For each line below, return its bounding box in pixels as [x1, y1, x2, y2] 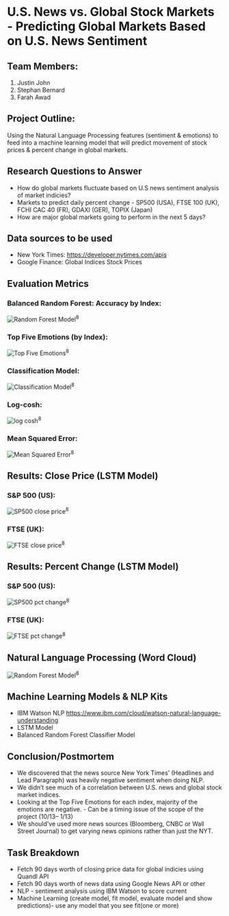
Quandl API [16, 872, 49, 880]
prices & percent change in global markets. [7, 145, 129, 154]
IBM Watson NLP [16, 709, 65, 717]
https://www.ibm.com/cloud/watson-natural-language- [66, 709, 221, 717]
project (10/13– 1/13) [16, 813, 74, 821]
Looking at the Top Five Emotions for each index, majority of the [16, 798, 198, 806]
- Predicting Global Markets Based [7, 18, 206, 34]
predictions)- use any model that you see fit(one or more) [16, 902, 179, 910]
